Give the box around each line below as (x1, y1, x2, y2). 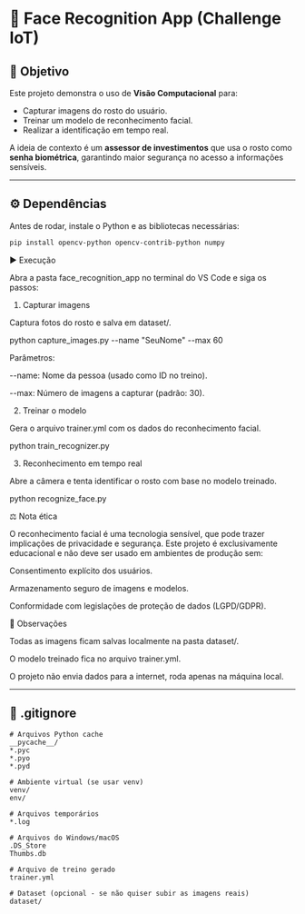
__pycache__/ (9, 738, 59, 747)
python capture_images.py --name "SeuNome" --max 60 (9, 334, 224, 345)
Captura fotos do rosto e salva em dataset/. (9, 317, 172, 328)
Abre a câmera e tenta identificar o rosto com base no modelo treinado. (9, 475, 277, 486)
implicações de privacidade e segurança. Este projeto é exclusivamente (9, 538, 279, 549)
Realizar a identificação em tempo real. (22, 124, 170, 135)
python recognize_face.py (9, 492, 107, 503)
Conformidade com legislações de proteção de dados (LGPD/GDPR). (9, 600, 267, 611)
